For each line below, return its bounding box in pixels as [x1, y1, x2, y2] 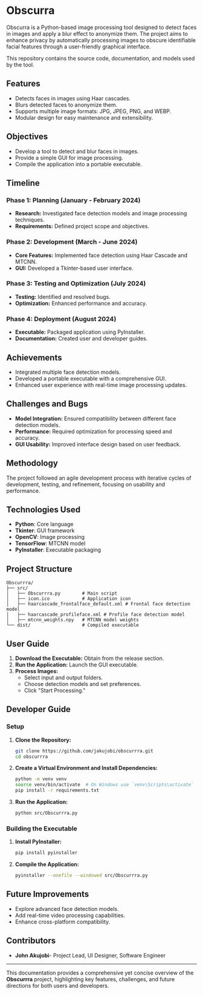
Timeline [6, 178, 40, 188]
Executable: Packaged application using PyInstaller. [14, 328, 145, 336]
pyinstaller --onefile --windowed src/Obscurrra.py [14, 872, 148, 879]
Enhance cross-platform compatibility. [14, 918, 111, 925]
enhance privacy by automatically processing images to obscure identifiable [6, 36, 196, 44]
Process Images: [14, 668, 59, 675]
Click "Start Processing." [24, 687, 86, 694]
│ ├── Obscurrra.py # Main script [6, 590, 118, 596]
